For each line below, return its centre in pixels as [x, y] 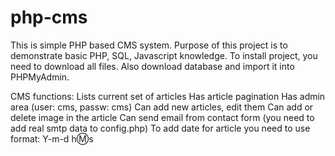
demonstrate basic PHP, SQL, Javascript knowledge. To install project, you [164, 55]
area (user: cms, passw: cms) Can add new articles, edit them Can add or [162, 107]
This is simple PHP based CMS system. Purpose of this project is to [149, 45]
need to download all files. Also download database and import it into [152, 66]
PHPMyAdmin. [40, 77]
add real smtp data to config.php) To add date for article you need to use [160, 128]
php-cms [49, 17]
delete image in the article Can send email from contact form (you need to [162, 117]
